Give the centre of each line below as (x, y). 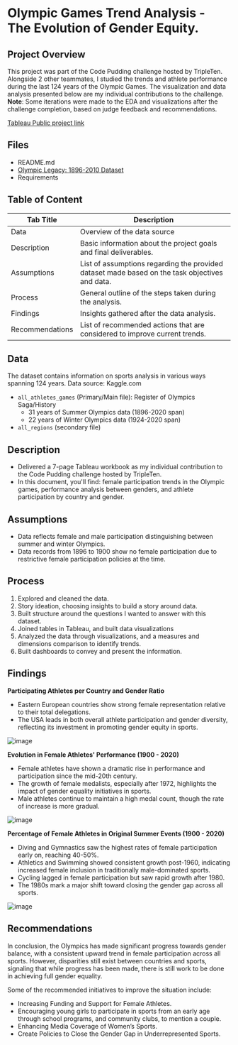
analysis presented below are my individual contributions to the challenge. (116, 94)
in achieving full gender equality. (55, 976)
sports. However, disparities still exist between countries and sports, (107, 961)
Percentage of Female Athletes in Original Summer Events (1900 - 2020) (116, 833)
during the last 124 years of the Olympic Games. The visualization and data (117, 86)
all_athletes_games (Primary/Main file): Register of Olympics (106, 397)
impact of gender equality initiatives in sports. (84, 791)
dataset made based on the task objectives (152, 273)
